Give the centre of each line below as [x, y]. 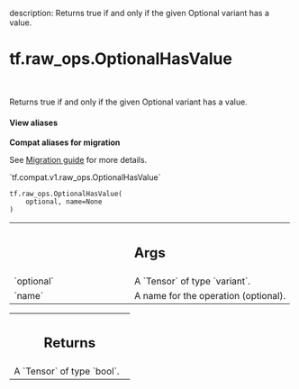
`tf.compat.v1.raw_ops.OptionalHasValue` [85, 177]
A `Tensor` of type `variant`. [192, 281]
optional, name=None [64, 202]
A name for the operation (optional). [210, 295]
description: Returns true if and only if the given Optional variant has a [140, 13]
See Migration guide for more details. [78, 160]
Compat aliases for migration [65, 142]
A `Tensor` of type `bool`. [67, 371]
